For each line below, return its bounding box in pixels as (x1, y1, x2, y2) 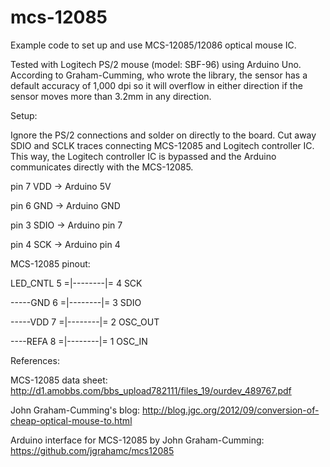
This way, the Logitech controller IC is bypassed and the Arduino (10, 150, 277, 162)
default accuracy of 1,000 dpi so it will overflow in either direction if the (10, 79, 303, 91)
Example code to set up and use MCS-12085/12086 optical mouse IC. (10, 39, 297, 51)
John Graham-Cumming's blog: (10, 404, 141, 416)
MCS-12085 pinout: (10, 257, 91, 270)
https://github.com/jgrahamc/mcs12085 (10, 444, 175, 456)
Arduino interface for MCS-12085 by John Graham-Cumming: (10, 434, 265, 446)
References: (10, 354, 60, 366)
